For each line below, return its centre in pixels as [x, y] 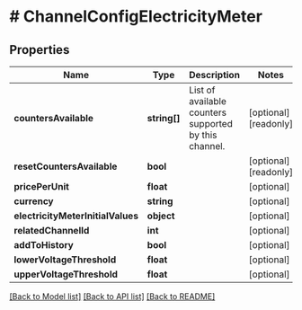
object [161, 216]
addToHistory [44, 245]
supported [211, 124]
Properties [40, 50]
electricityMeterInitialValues [76, 216]
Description [214, 75]
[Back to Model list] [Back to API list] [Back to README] [112, 297]
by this [203, 135]
